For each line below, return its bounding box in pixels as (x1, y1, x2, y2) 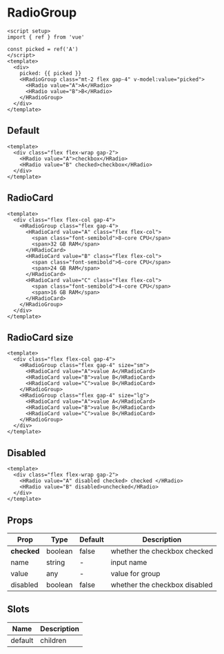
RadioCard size (7, 331, 74, 343)
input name (110, 557, 147, 567)
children (40, 635, 67, 645)
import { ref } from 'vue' (7, 33, 85, 41)
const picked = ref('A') (7, 46, 79, 52)
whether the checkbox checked (110, 546, 214, 556)
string (45, 557, 65, 567)
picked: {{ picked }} (19, 70, 81, 77)
